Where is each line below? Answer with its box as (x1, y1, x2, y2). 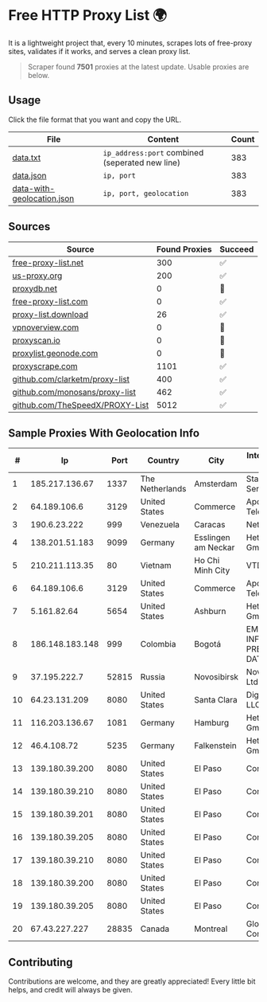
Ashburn (194, 606, 226, 617)
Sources (8, 220, 51, 233)
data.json (12, 170, 47, 181)
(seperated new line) (103, 157, 181, 168)
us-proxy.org (12, 270, 63, 281)
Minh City (194, 565, 230, 576)
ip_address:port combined (103, 147, 204, 158)
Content (147, 133, 180, 144)
